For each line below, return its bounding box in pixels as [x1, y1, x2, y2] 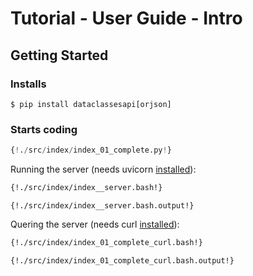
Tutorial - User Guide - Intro [10, 7, 243, 30]
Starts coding [10, 122, 78, 136]
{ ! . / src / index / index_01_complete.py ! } [10, 145, 172, 156]
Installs [10, 77, 47, 91]
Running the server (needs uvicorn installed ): [10, 163, 197, 176]
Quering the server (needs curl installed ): [10, 218, 180, 230]
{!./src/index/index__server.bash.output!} [10, 200, 195, 211]
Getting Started [10, 47, 109, 64]
